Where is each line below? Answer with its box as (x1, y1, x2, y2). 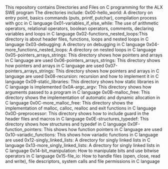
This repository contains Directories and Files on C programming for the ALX (5, 4, 163, 10)
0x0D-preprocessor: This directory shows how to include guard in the (5, 110, 149, 116)
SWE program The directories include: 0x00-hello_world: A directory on (5, 9, 153, 15)
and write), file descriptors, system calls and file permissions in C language (5, 158, 160, 164)
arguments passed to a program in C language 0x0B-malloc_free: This (5, 89, 150, 95)
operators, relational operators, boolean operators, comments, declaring (5, 25, 154, 31)
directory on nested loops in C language (73, 47, 156, 52)
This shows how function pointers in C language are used (43, 126, 162, 132)
